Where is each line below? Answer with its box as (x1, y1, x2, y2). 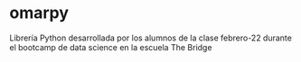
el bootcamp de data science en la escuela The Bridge (9, 41, 212, 52)
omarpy (9, 3, 70, 23)
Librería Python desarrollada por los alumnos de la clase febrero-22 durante (9, 32, 292, 43)
